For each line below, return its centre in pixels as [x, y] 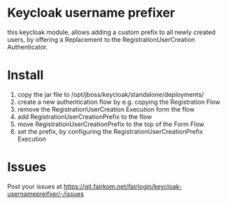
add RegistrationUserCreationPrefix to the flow [85, 116]
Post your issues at [35, 186]
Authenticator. [28, 47]
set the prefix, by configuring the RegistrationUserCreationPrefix [110, 131]
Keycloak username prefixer [91, 13]
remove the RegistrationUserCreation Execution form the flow [106, 109]
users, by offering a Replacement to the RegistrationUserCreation [101, 39]
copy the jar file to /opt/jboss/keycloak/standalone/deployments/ [110, 94]
